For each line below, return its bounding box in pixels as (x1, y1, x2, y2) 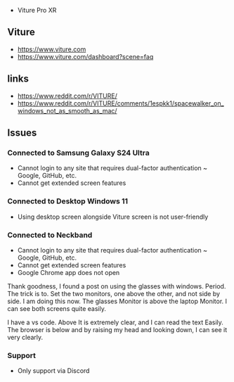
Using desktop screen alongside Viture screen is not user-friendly (17, 212, 209, 221)
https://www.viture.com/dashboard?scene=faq (17, 52, 154, 61)
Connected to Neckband (7, 230, 93, 240)
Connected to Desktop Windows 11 (7, 196, 129, 206)
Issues (7, 127, 37, 139)
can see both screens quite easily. (7, 304, 107, 312)
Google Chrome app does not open (17, 268, 120, 276)
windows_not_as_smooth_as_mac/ (17, 106, 117, 115)
